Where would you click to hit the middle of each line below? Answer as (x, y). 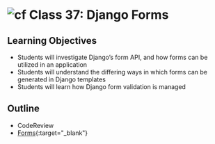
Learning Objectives (52, 41)
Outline (23, 109)
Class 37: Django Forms (99, 15)
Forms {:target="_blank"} (53, 133)
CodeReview (35, 125)
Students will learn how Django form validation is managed (102, 87)
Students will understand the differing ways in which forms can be (112, 72)
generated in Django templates (62, 79)
